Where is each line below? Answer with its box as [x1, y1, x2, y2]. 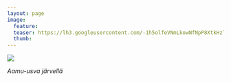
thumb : [13, 36, 32, 42]
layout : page [7, 10, 45, 17]
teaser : [13, 29, 36, 36]
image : [7, 16, 26, 23]
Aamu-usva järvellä [7, 67, 63, 75]
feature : [13, 23, 38, 29]
